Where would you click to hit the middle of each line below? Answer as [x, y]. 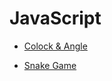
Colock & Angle [55, 46]
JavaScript [55, 18]
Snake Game [50, 65]
